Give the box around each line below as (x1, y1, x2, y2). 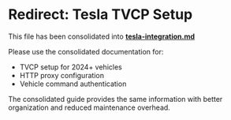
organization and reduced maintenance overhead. (8, 103, 171, 112)
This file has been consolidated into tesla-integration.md (8, 32, 196, 41)
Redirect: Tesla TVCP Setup (8, 6, 193, 24)
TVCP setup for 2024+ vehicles (19, 62, 122, 72)
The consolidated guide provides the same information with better (8, 94, 223, 103)
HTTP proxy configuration (19, 70, 105, 80)
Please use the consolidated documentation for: (8, 47, 164, 56)
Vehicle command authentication (19, 79, 127, 88)
